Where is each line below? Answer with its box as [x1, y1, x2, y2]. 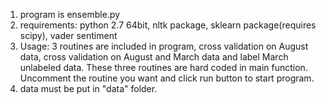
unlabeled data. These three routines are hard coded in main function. [19, 62, 308, 73]
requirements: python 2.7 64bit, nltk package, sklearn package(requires [19, 19, 317, 31]
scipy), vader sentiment [19, 30, 118, 41]
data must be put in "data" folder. [19, 83, 158, 94]
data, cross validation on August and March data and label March [19, 51, 289, 63]
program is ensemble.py [19, 9, 121, 20]
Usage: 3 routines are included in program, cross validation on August [19, 40, 309, 52]
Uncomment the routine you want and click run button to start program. [19, 72, 315, 84]
